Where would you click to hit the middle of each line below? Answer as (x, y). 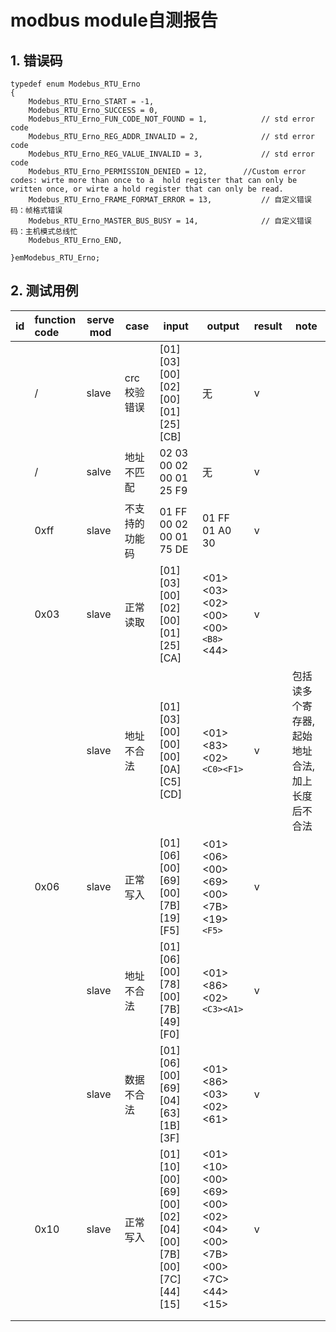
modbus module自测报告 (114, 20)
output (223, 326)
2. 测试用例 (44, 291)
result (268, 326)
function (55, 319)
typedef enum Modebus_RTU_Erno (75, 84)
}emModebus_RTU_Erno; (55, 258)
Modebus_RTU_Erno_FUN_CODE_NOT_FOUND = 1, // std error (171, 119)
